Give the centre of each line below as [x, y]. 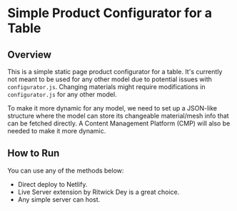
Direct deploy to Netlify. [52, 184]
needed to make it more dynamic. [57, 131]
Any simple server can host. [59, 199]
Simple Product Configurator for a [110, 13]
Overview [30, 55]
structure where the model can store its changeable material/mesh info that [118, 116]
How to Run [34, 154]
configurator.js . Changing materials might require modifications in [106, 87]
